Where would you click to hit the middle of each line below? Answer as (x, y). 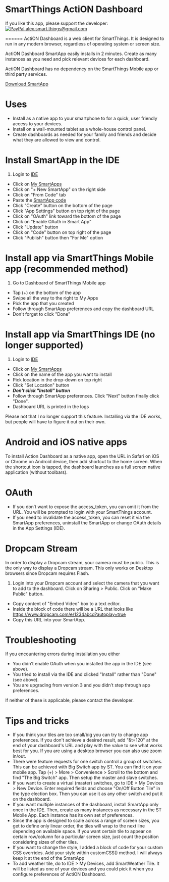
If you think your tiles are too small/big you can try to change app (80, 735)
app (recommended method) (67, 269)
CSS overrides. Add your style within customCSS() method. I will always (87, 853)
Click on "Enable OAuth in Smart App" (52, 221)
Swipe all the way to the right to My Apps (55, 298)
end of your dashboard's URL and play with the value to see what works (88, 746)
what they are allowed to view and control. (57, 139)
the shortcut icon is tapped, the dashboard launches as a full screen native (83, 467)
